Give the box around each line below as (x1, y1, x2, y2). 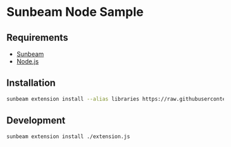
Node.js (16, 57, 39, 66)
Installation (6, 77, 56, 89)
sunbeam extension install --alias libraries (6, 95, 139, 102)
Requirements (6, 32, 68, 43)
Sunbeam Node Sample (6, 4, 144, 20)
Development (6, 115, 66, 126)
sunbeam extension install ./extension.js (6, 133, 130, 140)
